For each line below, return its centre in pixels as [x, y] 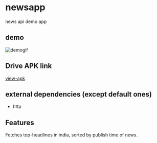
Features [20, 122]
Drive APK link [29, 66]
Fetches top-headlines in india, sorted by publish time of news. [72, 135]
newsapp [25, 7]
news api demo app [26, 21]
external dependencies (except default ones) [79, 94]
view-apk [15, 78]
